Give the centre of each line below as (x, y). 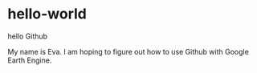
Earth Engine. (30, 60)
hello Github (28, 36)
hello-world (47, 14)
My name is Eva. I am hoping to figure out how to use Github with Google (128, 51)
